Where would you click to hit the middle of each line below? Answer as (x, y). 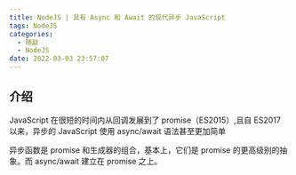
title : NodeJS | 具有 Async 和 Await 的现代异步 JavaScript (117, 17)
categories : (31, 34)
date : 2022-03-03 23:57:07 (59, 59)
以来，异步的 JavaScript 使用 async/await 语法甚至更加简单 (118, 131)
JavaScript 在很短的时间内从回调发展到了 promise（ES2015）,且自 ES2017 (145, 120)
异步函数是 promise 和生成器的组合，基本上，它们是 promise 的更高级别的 (144, 150)
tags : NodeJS (33, 26)
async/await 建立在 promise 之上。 (98, 161)
